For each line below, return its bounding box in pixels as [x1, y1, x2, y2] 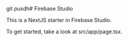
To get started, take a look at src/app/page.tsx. [6, 28, 123, 35]
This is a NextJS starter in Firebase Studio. [6, 17, 112, 23]
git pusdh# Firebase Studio [6, 5, 73, 12]
